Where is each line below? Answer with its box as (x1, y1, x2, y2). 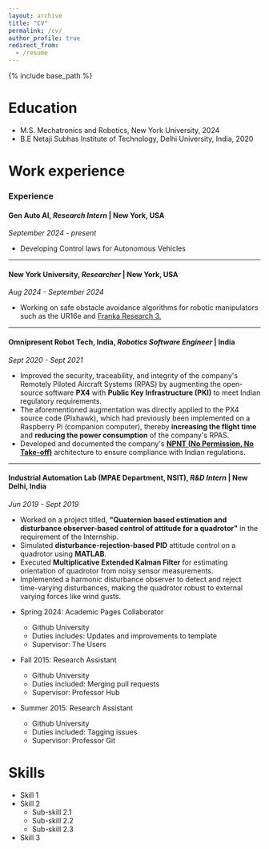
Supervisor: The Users (31, 639, 106, 649)
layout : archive (8, 11, 62, 20)
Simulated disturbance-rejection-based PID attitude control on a (19, 540, 236, 549)
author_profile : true (8, 34, 81, 42)
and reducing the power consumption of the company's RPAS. (19, 430, 230, 440)
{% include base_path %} (8, 71, 93, 80)
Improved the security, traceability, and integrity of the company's (19, 370, 239, 380)
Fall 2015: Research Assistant (19, 654, 117, 665)
